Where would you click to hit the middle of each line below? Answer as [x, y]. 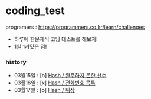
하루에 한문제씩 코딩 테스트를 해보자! [56, 39]
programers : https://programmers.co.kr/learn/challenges [75, 27]
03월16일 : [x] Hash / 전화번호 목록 [55, 83]
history [16, 62]
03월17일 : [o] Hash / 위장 [44, 90]
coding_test [35, 11]
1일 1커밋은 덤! [30, 46]
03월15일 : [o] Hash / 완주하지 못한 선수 [60, 76]
